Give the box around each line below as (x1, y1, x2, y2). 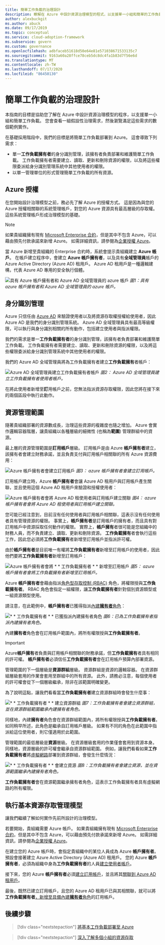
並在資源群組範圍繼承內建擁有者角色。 (5, 706, 82, 712)
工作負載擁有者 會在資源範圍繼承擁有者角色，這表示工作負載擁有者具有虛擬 (5, 779, 156, 785)
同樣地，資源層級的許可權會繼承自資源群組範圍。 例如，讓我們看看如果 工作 (5, 746, 157, 752)
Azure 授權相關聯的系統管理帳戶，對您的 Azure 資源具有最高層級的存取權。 (5, 205, 158, 211)
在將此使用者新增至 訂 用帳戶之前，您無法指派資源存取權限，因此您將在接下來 (5, 386, 160, 392)
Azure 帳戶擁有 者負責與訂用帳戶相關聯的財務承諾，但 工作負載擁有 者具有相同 (5, 650, 159, 656)
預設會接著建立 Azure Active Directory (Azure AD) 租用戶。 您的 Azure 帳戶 (5, 855, 157, 861)
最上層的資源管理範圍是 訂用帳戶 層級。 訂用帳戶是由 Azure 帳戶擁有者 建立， (5, 445, 159, 451)
